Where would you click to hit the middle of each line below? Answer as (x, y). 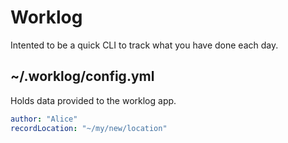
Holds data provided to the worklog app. (93, 100)
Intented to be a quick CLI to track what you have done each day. (144, 45)
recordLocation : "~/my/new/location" (89, 128)
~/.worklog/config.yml (82, 76)
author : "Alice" (44, 119)
